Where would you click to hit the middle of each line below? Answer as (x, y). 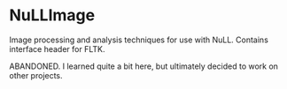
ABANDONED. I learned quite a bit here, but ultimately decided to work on (144, 66)
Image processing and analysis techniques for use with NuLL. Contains (139, 40)
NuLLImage (52, 15)
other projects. (36, 75)
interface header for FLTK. (57, 48)
